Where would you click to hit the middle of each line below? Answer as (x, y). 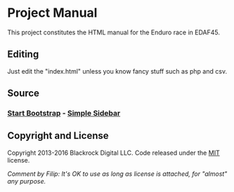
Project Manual (52, 13)
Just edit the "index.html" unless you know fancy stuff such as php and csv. (117, 71)
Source (24, 94)
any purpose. (27, 181)
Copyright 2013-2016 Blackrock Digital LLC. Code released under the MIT (113, 153)
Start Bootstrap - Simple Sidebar (64, 114)
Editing (23, 54)
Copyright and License (58, 136)
